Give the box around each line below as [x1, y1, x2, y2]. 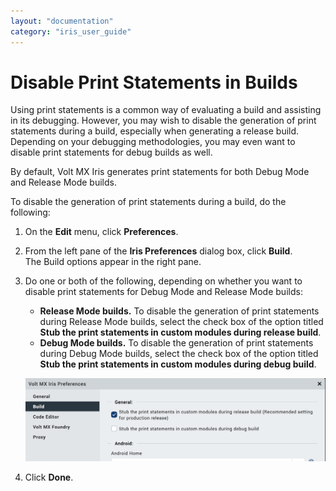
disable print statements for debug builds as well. [10, 146, 213, 159]
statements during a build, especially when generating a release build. [10, 125, 300, 137]
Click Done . [24, 471, 74, 484]
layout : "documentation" [10, 16, 114, 26]
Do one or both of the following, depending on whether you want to [24, 275, 303, 287]
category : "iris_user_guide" [10, 26, 132, 37]
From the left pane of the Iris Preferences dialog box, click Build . [24, 245, 293, 257]
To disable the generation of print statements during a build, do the [10, 196, 287, 208]
